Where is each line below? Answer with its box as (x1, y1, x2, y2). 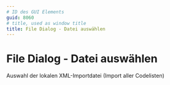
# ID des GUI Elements (6, 8, 64, 15)
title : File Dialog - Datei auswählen (6, 25, 106, 32)
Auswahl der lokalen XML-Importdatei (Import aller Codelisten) (6, 72, 164, 80)
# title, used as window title (6, 20, 87, 26)
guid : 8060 (6, 15, 34, 21)
